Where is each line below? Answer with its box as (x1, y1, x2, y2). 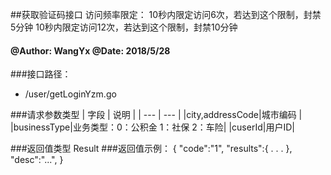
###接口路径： (10, 68, 72, 80)
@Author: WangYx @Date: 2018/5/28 (10, 44, 171, 57)
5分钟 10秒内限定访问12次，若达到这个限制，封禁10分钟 (10, 21, 238, 33)
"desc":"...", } (10, 154, 64, 166)
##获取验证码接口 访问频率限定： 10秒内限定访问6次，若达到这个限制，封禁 (10, 9, 322, 20)
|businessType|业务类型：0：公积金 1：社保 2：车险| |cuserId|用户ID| (10, 121, 295, 133)
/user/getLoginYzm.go (24, 88, 117, 100)
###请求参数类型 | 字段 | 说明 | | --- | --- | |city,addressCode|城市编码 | (10, 109, 303, 121)
